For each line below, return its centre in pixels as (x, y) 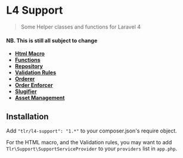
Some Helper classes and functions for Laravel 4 (81, 27)
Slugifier (26, 91)
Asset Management (40, 98)
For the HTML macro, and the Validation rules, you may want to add (89, 142)
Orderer (25, 79)
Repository (29, 67)
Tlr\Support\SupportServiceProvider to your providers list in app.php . (92, 148)
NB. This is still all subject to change (52, 40)
